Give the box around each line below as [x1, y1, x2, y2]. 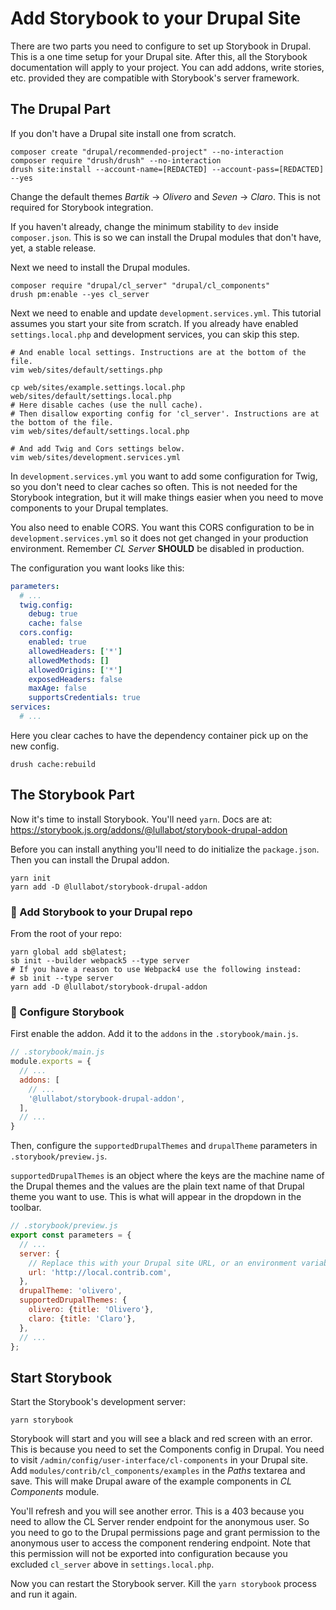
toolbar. [10, 1202, 42, 1214]
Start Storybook [10, 1369, 113, 1386]
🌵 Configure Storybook [10, 1005, 125, 1019]
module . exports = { [10, 1057, 92, 1067]
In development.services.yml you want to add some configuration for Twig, [10, 470, 318, 482]
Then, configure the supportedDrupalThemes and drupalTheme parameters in [10, 1140, 318, 1152]
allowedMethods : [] [28, 655, 110, 666]
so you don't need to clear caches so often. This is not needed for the [10, 480, 298, 492]
